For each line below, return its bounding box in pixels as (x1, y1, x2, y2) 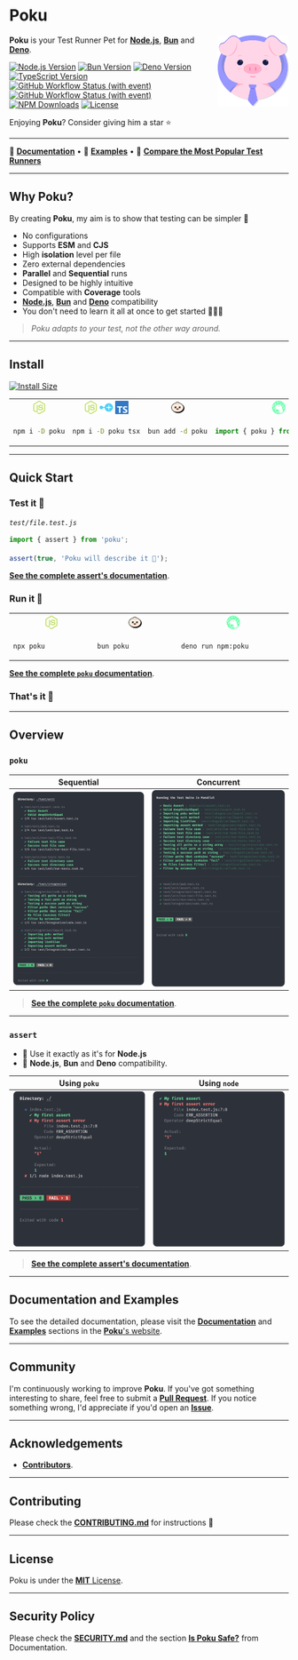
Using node (199, 1077, 239, 1089)
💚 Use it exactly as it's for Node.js (21, 1049, 147, 1059)
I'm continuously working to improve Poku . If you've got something (9, 1383, 255, 1393)
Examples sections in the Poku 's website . (9, 1325, 162, 1336)
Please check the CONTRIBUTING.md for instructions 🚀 (9, 1517, 215, 1528)
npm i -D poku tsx (72, 427, 140, 436)
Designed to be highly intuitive (21, 277, 134, 288)
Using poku (59, 1077, 99, 1089)
